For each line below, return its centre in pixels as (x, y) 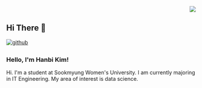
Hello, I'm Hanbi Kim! (38, 59)
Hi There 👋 (26, 28)
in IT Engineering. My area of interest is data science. (72, 79)
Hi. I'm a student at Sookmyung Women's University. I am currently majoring (101, 73)
